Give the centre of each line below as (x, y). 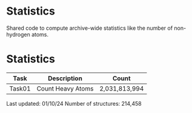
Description (65, 78)
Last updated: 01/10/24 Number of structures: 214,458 (74, 103)
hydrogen (18, 34)
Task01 (20, 88)
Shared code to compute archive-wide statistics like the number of (90, 28)
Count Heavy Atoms (65, 88)
